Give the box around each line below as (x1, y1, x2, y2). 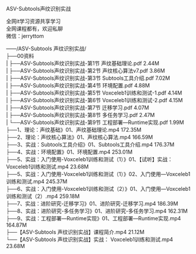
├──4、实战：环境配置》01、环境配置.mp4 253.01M (6, 148, 133, 155)
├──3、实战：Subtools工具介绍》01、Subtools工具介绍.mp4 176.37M (6, 141, 175, 148)
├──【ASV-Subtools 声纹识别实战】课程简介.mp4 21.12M (6, 229, 145, 235)
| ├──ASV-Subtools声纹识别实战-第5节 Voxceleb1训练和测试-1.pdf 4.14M (6, 89, 182, 96)
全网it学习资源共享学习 (6, 18, 61, 25)
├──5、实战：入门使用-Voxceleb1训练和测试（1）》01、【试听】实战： (6, 156, 173, 162)
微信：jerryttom (6, 32, 44, 40)
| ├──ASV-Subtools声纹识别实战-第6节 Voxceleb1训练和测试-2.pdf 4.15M (6, 97, 183, 103)
